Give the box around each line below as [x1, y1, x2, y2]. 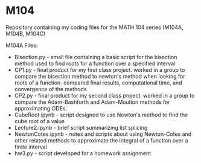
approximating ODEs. [14, 104, 68, 112]
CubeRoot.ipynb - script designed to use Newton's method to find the [14, 111, 188, 118]
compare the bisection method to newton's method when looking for [14, 72, 185, 80]
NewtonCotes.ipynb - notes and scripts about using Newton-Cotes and [14, 130, 192, 138]
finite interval [14, 143, 48, 150]
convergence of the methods [14, 85, 87, 92]
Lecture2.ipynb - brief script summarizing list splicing [14, 124, 148, 131]
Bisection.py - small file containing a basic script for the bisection [14, 53, 177, 60]
